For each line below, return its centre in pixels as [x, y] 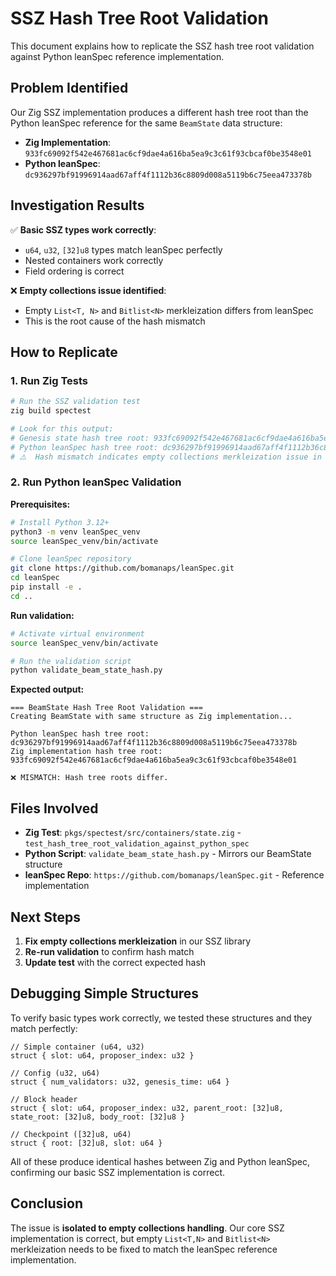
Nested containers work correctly [94, 260]
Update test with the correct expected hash [115, 962]
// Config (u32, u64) [55, 1073]
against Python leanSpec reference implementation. [117, 56]
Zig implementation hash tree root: [86, 752]
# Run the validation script [71, 661]
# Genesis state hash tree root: [80, 438]
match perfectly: [44, 1028]
